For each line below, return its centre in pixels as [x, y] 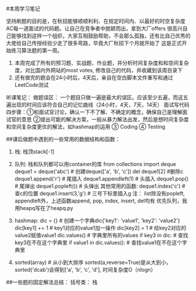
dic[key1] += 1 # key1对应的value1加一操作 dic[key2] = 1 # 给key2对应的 [100, 228]
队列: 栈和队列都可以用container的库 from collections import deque [95, 164]
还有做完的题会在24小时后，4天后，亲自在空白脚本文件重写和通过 [94, 77]
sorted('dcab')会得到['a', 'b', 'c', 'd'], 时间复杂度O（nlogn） [85, 270]
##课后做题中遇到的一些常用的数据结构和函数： [63, 139]
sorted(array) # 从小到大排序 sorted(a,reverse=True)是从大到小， [93, 262]
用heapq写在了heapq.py [44, 208]
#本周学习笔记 [23, 9]
